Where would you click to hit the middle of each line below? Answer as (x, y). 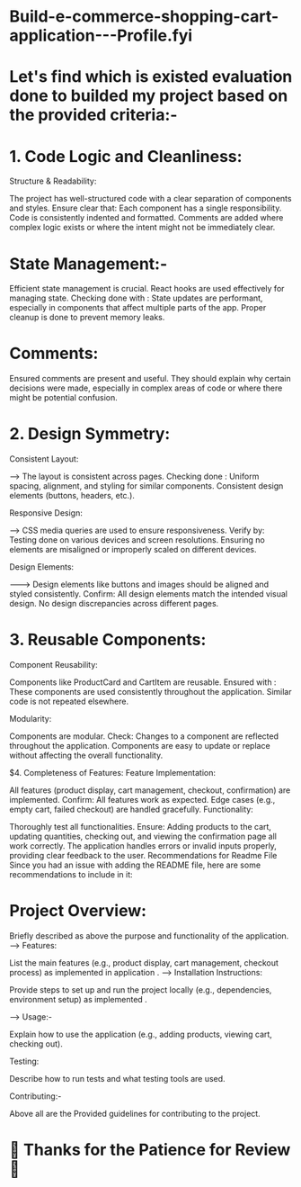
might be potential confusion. (64, 398)
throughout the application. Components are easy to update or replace (140, 746)
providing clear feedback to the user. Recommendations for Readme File (143, 856)
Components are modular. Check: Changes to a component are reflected (144, 736)
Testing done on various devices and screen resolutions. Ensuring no (137, 540)
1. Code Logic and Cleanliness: (126, 156)
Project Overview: (78, 911)
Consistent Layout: (44, 459)
